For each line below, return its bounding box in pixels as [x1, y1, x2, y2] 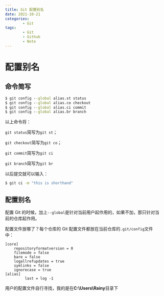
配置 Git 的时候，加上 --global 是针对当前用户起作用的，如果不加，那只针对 [5, 209, 155, 215]
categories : [5, 16, 29, 21]
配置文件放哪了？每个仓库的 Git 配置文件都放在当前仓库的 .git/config [5, 226, 145, 231]
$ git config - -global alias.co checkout [5, 100, 91, 105]
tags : [5, 25, 16, 30]
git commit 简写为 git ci [5, 150, 53, 156]
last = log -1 [24, 276, 54, 281]
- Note [23, 39, 36, 44]
